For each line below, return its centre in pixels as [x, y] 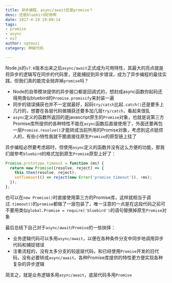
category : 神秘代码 [25, 48]
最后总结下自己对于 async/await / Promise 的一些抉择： [60, 227]
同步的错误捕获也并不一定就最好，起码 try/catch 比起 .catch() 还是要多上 [88, 104]
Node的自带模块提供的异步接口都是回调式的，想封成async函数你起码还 [88, 91]
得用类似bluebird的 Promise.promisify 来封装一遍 [63, 98]
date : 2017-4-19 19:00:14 [33, 19]
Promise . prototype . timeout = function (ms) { [55, 163]
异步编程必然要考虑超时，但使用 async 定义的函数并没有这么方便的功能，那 [83, 147]
